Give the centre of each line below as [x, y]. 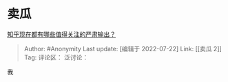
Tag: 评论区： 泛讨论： [56, 57]
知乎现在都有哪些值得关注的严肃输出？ [61, 34]
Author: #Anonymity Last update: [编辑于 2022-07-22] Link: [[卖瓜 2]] [123, 49]
